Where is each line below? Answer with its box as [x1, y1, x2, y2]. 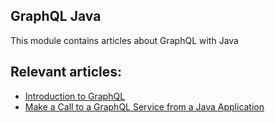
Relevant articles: [10, 64, 123, 81]
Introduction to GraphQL [24, 90, 126, 102]
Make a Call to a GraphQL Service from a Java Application [24, 100, 265, 113]
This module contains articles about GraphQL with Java [10, 34, 239, 46]
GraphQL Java [10, 8, 102, 25]
